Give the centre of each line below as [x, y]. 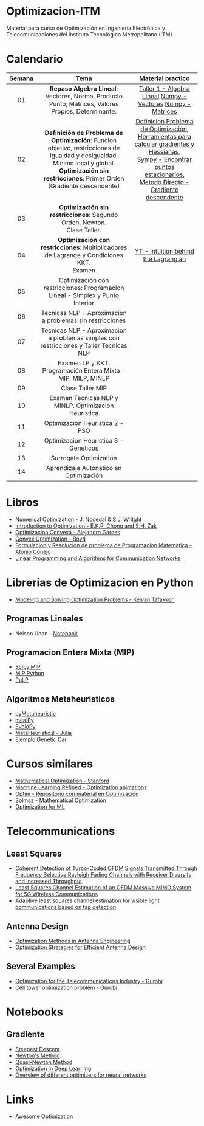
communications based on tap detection [66, 907]
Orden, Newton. [84, 222]
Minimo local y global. [84, 163]
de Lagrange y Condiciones [84, 255]
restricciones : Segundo [84, 215]
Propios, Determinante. [84, 111]
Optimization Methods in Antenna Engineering [73, 941]
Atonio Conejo [33, 551]
